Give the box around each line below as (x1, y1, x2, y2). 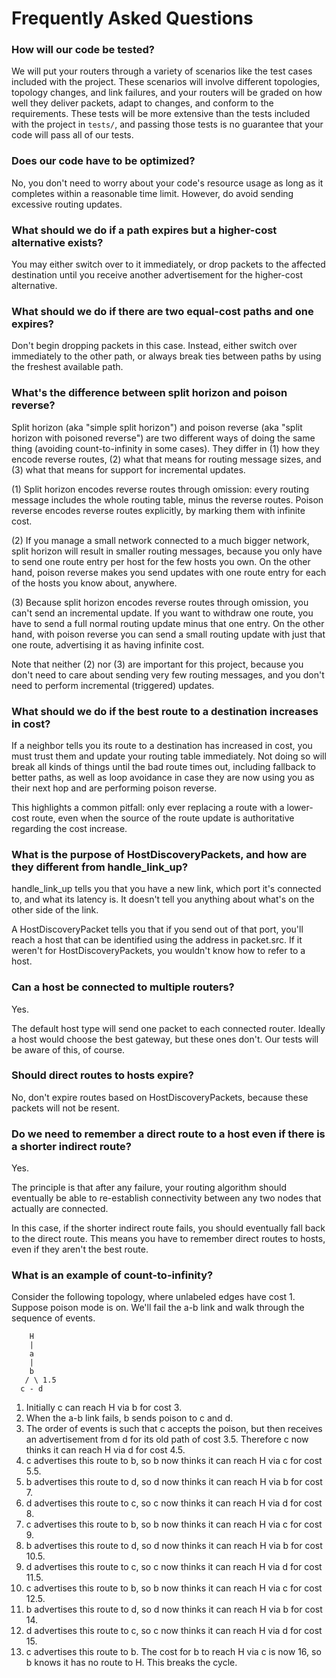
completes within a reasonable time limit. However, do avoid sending (11, 187, 294, 199)
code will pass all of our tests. (11, 129, 134, 141)
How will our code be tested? (11, 43, 155, 57)
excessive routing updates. (11, 198, 123, 210)
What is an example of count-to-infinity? (11, 1268, 214, 1282)
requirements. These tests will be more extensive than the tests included (11, 108, 311, 120)
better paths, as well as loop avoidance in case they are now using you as (11, 771, 315, 783)
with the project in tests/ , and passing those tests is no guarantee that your (11, 118, 324, 131)
